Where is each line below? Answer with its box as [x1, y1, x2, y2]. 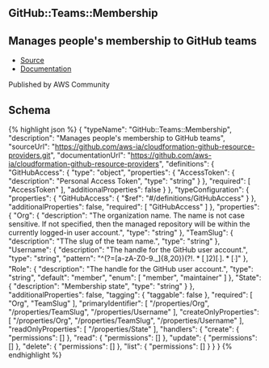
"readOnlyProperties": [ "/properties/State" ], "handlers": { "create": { [8, 324, 240, 334]
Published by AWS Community [8, 80, 111, 90]
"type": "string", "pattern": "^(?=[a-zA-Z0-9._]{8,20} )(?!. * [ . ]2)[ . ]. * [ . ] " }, [8, 254, 249, 265]
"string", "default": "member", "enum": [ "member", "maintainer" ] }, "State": [8, 273, 262, 282]
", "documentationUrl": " [49, 150, 132, 160]
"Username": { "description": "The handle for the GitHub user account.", [8, 245, 248, 255]
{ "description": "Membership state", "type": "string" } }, [8, 281, 195, 290]
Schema [8, 103, 51, 116]
